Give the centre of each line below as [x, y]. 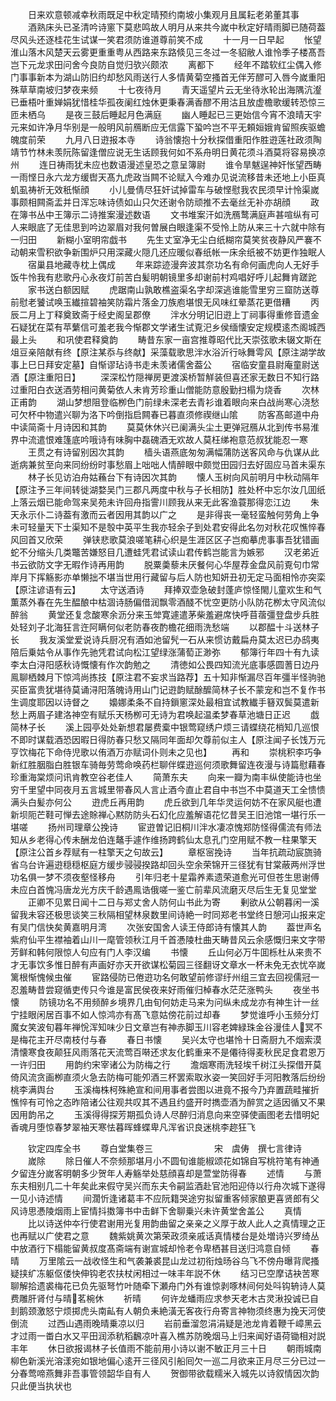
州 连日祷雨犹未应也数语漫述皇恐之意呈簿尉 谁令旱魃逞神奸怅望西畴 [166, 164]
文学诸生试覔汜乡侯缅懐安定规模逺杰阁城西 [237, 327]
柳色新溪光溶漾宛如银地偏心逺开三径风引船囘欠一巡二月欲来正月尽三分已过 [163, 1361]
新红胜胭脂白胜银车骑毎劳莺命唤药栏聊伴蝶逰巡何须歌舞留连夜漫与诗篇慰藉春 [168, 764]
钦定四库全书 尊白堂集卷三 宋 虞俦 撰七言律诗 [164, 1148]
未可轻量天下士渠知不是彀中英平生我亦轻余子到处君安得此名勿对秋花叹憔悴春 [168, 527]
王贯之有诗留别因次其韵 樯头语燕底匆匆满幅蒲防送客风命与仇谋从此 [173, 452]
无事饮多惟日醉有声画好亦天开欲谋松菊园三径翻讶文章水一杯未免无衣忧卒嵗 [172, 964]
